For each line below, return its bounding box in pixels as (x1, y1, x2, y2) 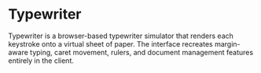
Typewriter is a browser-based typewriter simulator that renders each (8, 31, 234, 40)
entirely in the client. (8, 56, 75, 65)
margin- (215, 39, 241, 48)
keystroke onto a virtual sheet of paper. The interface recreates (8, 39, 214, 48)
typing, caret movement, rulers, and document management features (30, 47, 254, 57)
